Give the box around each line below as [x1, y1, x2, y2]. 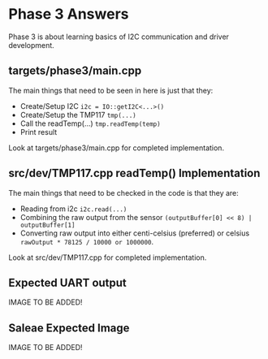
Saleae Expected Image [8, 321, 130, 335]
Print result [19, 127, 58, 136]
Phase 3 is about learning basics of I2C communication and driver [8, 32, 230, 41]
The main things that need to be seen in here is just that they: [8, 85, 214, 95]
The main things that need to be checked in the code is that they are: [8, 188, 240, 197]
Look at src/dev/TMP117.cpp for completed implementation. [8, 253, 207, 262]
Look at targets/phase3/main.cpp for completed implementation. [8, 143, 225, 153]
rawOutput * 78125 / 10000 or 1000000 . [19, 236, 154, 246]
